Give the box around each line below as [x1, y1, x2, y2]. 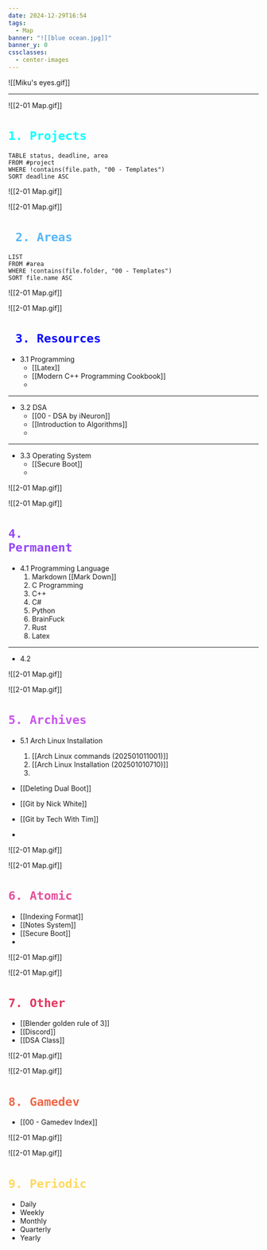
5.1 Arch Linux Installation [19, 736, 103, 745]
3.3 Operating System [19, 451, 91, 460]
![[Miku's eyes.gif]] [8, 77, 71, 87]
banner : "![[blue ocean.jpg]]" [8, 33, 112, 42]
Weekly [19, 1208, 45, 1217]
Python [31, 606, 56, 615]
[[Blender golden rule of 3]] [19, 1019, 110, 1028]
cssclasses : [8, 48, 48, 56]
